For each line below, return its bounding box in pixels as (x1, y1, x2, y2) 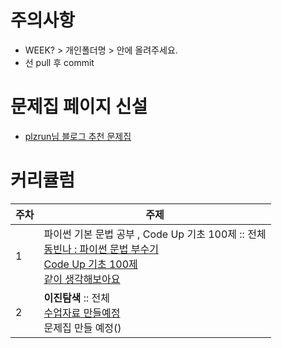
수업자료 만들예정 (43, 306, 121, 320)
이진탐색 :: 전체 (43, 291, 110, 305)
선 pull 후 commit (24, 56, 95, 68)
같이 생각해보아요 (43, 272, 121, 286)
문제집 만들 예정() (43, 321, 122, 335)
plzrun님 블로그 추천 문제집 (24, 130, 132, 142)
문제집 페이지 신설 (10, 96, 148, 118)
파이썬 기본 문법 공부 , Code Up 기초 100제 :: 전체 (43, 227, 267, 241)
